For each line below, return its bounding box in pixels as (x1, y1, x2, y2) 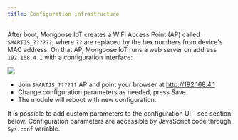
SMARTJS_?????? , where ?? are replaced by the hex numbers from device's (7, 37, 223, 46)
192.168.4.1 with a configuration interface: (7, 53, 133, 61)
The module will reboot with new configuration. (17, 95, 157, 104)
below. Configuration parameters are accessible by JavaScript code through (7, 116, 232, 125)
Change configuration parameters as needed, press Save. (17, 87, 188, 96)
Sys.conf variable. (7, 124, 61, 133)
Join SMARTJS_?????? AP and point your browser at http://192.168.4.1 (17, 80, 215, 89)
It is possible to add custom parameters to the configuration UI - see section (7, 109, 232, 118)
